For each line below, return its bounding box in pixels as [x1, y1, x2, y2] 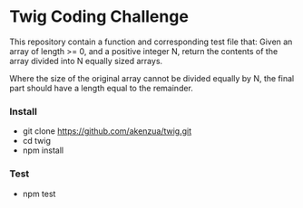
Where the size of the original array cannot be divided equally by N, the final [9, 72, 295, 83]
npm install [22, 145, 64, 156]
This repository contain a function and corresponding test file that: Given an [9, 36, 293, 47]
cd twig [22, 136, 52, 147]
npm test [22, 188, 56, 199]
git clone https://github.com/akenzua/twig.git [22, 126, 192, 137]
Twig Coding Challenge [9, 6, 189, 27]
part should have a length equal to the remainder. [9, 82, 193, 93]
